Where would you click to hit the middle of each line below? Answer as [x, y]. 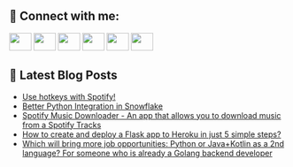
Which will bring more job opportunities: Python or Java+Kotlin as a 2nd [153, 143]
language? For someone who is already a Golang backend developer [147, 153]
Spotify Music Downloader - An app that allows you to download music [151, 115]
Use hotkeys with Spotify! [69, 96]
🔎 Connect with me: [64, 16]
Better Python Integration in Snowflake [93, 106]
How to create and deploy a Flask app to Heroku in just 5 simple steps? [151, 134]
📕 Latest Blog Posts [63, 76]
